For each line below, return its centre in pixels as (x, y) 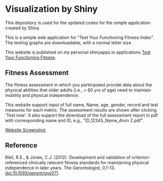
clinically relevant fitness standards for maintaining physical (89, 162)
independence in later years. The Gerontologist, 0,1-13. (60, 168)
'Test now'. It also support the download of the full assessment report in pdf (81, 115)
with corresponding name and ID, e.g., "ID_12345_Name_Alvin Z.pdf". (75, 120)
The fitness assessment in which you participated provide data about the (79, 85)
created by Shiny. (23, 28)
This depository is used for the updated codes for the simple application (78, 23)
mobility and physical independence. (42, 95)
